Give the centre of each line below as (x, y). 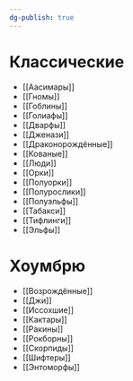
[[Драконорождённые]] (67, 143)
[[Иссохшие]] (48, 309)
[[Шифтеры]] (46, 357)
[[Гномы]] (41, 96)
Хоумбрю (48, 266)
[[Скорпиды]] (48, 348)
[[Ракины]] (43, 329)
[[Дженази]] (46, 134)
